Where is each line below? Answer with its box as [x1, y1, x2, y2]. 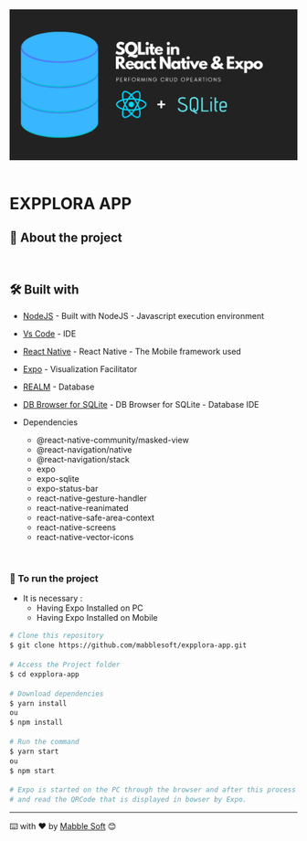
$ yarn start [9, 747, 59, 756]
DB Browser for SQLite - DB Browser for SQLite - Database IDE [22, 399, 259, 410]
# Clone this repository [9, 631, 104, 641]
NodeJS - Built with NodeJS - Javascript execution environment [22, 311, 265, 322]
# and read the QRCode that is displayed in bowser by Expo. [9, 795, 248, 804]
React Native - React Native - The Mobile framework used [22, 346, 242, 357]
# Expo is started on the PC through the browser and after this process [9, 785, 297, 794]
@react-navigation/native [36, 444, 132, 455]
